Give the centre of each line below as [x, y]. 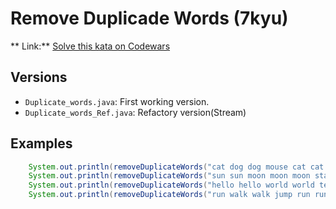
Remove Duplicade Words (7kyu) [149, 18]
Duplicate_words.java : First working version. [117, 101]
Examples [41, 143]
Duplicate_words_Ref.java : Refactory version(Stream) [135, 112]
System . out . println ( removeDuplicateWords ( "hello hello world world [171, 185]
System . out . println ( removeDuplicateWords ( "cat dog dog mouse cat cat [176, 167]
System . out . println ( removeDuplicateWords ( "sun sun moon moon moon [169, 176]
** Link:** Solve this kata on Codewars [90, 46]
